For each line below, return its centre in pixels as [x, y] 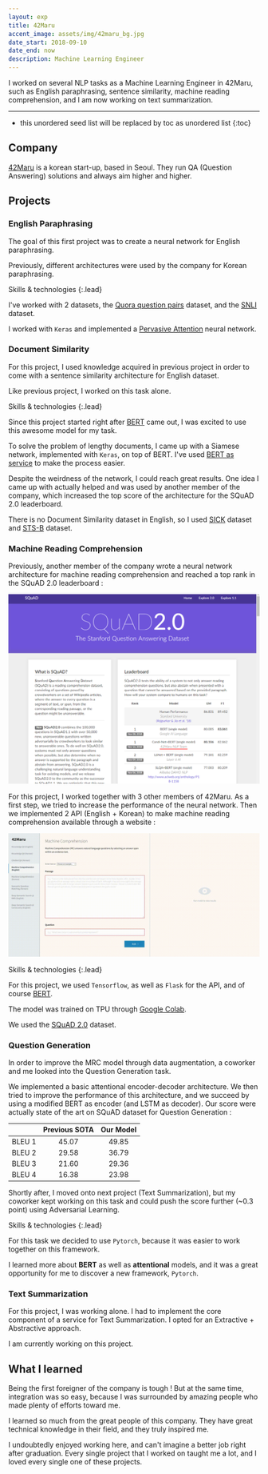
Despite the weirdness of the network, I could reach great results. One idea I [134, 478]
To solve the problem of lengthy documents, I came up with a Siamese [124, 446]
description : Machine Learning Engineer [77, 59]
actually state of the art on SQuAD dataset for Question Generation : [120, 1112]
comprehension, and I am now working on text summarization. [111, 100]
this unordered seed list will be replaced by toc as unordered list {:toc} [135, 123]
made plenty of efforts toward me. [65, 1405]
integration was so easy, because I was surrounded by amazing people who [133, 1397]
